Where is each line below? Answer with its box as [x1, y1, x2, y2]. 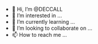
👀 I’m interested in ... [11, 12, 62, 19]
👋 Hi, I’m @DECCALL [11, 6, 63, 12]
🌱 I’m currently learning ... [11, 18, 75, 25]
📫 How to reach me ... [11, 32, 67, 38]
